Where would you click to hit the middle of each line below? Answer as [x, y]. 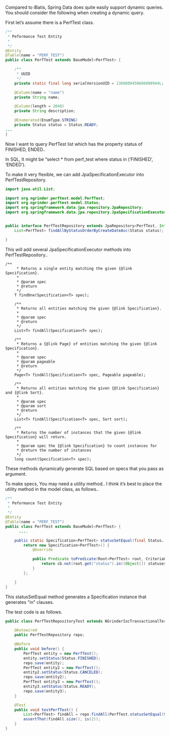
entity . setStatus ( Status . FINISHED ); [62, 658]
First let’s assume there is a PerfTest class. [50, 23]
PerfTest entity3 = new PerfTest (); [62, 682]
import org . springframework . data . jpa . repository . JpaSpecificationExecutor [86, 212]
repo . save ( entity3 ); [45, 691]
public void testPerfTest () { [46, 710]
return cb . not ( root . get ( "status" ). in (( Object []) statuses [104, 564]
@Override [42, 550]
